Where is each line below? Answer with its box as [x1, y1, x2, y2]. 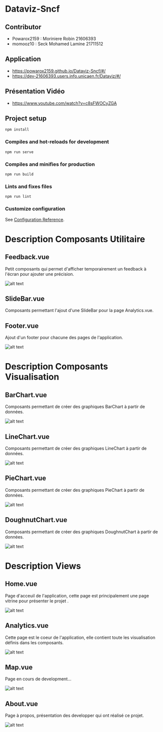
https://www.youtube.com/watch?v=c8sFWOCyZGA [12, 100, 117, 106]
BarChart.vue [5, 391, 47, 399]
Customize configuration [5, 206, 66, 212]
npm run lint [5, 194, 32, 199]
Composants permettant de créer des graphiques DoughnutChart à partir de [5, 529, 158, 535]
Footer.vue [5, 322, 39, 330]
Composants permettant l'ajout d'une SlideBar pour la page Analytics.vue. [5, 308, 154, 313]
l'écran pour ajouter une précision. [5, 271, 74, 277]
